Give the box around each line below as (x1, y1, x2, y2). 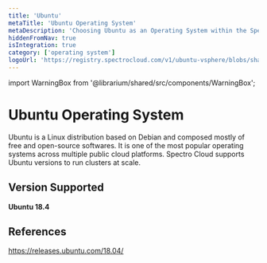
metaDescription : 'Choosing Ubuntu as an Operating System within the (8, 26, 247, 34)
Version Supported (8, 181, 105, 194)
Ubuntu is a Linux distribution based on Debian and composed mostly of (8, 132, 245, 142)
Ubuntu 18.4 (8, 202, 50, 211)
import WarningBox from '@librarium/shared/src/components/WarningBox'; (8, 77, 256, 88)
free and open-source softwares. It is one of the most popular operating (8, 140, 244, 150)
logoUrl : (8, 57, 37, 65)
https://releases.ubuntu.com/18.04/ (8, 246, 124, 256)
